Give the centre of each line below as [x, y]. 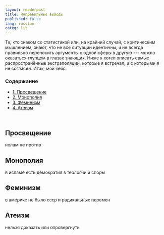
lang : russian [20, 23]
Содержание [22, 81]
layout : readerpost [25, 10]
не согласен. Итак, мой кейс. [36, 69]
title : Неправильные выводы [34, 14]
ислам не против [23, 145]
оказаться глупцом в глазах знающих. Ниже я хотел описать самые [77, 58]
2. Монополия [27, 97]
